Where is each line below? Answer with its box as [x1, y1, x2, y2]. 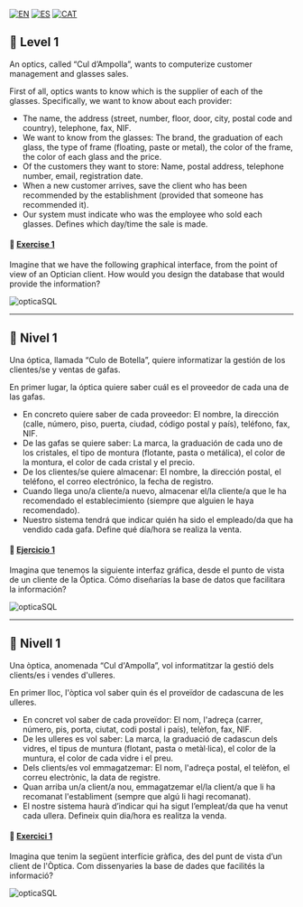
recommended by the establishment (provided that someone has [22, 190, 264, 201]
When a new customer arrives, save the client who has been [22, 180, 248, 191]
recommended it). [22, 199, 89, 210]
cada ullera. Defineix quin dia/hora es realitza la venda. [22, 809, 227, 821]
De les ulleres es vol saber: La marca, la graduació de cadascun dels [22, 733, 278, 744]
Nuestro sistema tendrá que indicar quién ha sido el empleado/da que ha [22, 514, 294, 525]
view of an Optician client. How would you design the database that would [9, 269, 285, 280]
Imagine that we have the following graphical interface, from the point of [9, 259, 278, 270]
